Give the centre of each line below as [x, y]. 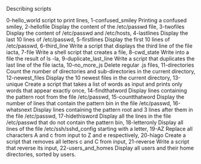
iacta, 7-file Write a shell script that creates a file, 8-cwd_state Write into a [98, 52]
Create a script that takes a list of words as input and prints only [103, 84]
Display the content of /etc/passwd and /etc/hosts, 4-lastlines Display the [97, 33]
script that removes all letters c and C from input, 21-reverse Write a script [98, 141]
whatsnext [19, 110]
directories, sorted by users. [41, 154]
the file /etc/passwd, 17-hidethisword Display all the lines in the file [89, 116]
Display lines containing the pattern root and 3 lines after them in [113, 110]
